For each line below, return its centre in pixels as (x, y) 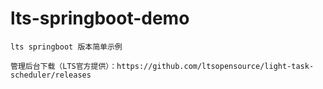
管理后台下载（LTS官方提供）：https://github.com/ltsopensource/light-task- (162, 66)
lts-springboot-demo (100, 18)
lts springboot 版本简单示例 (66, 47)
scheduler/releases (51, 75)
